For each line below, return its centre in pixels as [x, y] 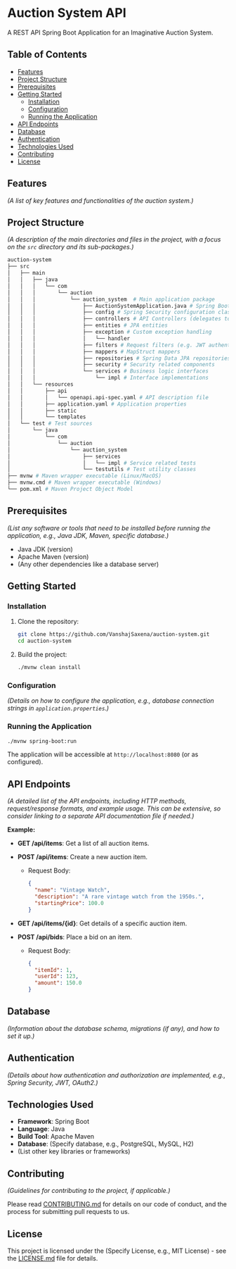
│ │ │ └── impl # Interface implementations [108, 378]
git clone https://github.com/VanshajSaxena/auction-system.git [113, 634]
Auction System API [67, 13]
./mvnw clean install [49, 668]
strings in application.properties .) [58, 708]
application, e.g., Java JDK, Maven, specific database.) [88, 535]
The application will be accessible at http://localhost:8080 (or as [103, 754]
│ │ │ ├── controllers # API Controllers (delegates [114, 319]
